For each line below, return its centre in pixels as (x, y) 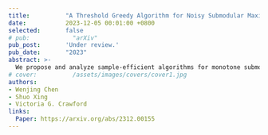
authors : (23, 82)
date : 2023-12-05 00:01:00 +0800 (82, 23)
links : (19, 112)
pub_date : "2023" (48, 52)
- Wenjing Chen (33, 89)
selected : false (46, 30)
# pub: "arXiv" (53, 38)
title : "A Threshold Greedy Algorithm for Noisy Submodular (126, 15)
